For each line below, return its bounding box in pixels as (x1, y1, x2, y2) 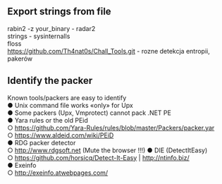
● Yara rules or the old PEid (7, 116, 88, 124)
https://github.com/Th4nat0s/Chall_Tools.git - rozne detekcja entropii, (7, 47, 210, 55)
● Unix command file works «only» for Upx (7, 101, 134, 109)
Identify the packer (7, 75, 93, 87)
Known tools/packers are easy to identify (7, 93, 127, 102)
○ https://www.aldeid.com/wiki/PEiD (7, 130, 114, 140)
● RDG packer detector (7, 138, 76, 147)
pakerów (7, 54, 33, 63)
